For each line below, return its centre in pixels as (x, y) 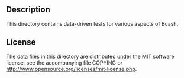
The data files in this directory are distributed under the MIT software (90, 56)
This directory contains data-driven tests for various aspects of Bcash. (92, 23)
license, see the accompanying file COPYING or (64, 62)
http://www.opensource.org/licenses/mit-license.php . (72, 69)
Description (28, 10)
